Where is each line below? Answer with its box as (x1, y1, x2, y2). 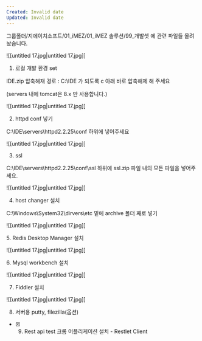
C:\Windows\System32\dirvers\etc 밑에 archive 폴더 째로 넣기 (6, 209, 158, 216)
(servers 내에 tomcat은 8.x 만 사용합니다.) (6, 90, 108, 97)
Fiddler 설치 (15, 283, 44, 291)
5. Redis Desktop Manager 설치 (6, 234, 84, 241)
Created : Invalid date (6, 9, 64, 15)
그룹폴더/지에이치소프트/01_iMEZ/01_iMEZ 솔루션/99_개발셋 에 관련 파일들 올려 (6, 32, 195, 40)
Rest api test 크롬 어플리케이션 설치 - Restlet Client (24, 328, 148, 335)
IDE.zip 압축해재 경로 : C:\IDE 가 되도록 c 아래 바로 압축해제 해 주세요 (6, 77, 170, 84)
